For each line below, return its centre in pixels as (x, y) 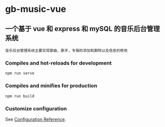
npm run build (20, 96)
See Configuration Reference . (36, 119)
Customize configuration (36, 109)
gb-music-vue (36, 9)
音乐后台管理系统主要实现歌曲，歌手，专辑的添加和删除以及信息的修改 (67, 51)
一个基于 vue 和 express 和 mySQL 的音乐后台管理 (82, 29)
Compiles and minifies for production (51, 86)
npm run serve (20, 73)
